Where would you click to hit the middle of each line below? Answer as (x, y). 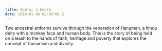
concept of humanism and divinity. (40, 43)
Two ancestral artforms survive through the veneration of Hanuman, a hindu (81, 28)
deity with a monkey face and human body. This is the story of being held (79, 33)
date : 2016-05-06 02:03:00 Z (35, 14)
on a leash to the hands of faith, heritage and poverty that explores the (76, 38)
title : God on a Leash (28, 9)
